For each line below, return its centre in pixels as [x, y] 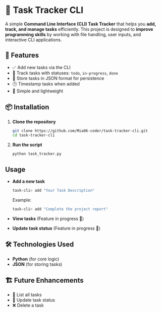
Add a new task [28, 181]
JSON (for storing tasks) [37, 264]
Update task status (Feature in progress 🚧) [56, 228]
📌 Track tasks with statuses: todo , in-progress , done [65, 73]
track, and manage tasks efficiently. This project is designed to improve [79, 29]
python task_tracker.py [37, 154]
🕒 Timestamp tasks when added [46, 83]
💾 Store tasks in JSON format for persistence [58, 78]
